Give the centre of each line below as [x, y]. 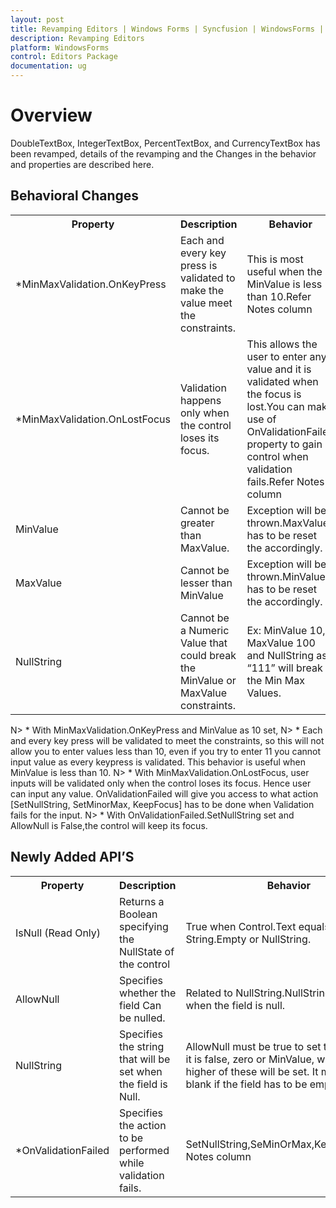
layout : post [37, 19]
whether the [148, 993]
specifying [144, 926]
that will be [145, 1059]
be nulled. [142, 1018]
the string [142, 1046]
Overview [51, 115]
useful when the [284, 271]
